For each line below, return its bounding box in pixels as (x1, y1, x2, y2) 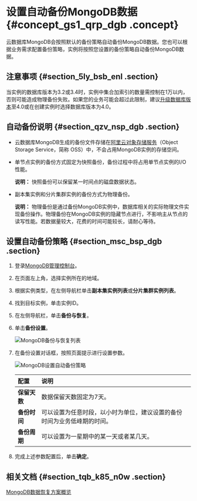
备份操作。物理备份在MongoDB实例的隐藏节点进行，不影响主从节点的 (19, 210, 188, 217)
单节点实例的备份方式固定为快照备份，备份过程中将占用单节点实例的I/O (14, 158, 186, 165)
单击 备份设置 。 (14, 325, 51, 332)
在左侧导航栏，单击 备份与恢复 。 (14, 312, 92, 319)
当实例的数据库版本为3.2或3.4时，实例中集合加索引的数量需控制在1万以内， (6, 88, 189, 96)
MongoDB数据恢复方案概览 (6, 489, 72, 496)
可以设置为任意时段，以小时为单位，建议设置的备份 (41, 408, 183, 417)
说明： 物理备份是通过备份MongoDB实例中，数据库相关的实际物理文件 (14, 203, 185, 210)
